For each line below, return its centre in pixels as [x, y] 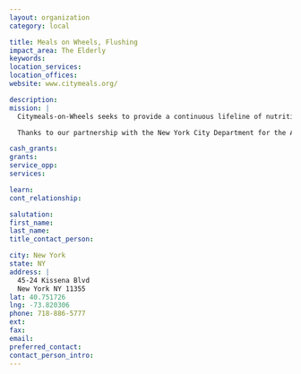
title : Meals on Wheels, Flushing [74, 42]
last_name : [30, 231]
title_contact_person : [52, 239]
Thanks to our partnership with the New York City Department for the [152, 132]
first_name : [31, 223]
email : [21, 338]
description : [34, 99]
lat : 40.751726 [38, 297]
